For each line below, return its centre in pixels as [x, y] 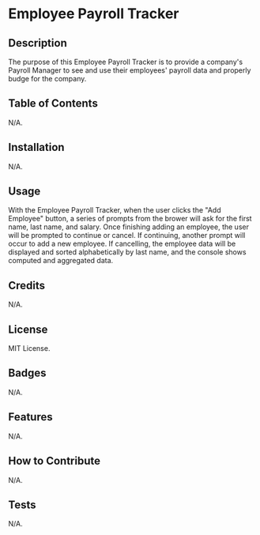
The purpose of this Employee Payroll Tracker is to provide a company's [126, 62]
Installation [36, 147]
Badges [27, 373]
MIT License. [29, 349]
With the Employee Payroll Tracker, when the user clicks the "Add [115, 210]
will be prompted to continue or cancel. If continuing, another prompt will [127, 235]
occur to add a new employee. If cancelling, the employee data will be [122, 244]
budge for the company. [47, 79]
